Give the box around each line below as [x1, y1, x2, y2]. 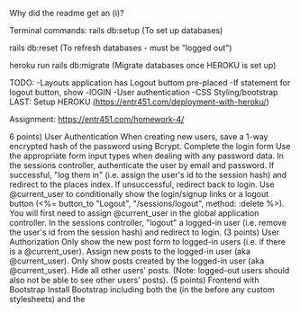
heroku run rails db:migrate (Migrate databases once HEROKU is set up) [9, 60, 277, 70]
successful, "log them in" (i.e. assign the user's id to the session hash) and [9, 170, 287, 180]
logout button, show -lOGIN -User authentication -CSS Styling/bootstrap [9, 87, 278, 97]
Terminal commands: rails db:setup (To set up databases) [9, 25, 223, 35]
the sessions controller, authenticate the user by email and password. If [9, 160, 275, 170]
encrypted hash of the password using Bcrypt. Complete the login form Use [9, 141, 291, 151]
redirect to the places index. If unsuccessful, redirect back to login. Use [9, 179, 275, 190]
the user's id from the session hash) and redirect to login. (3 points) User [9, 227, 280, 237]
